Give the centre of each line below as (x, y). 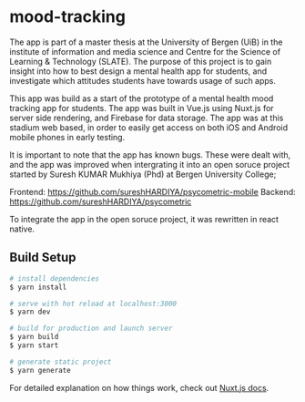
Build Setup (43, 258)
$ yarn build (34, 337)
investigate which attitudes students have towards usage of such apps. (142, 80)
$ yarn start (34, 345)
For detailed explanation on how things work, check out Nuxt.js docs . (139, 387)
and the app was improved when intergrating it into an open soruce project (150, 164)
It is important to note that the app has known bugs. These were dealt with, (150, 155)
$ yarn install (38, 287)
